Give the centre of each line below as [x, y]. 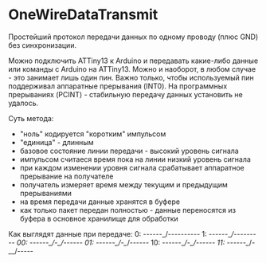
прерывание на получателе [66, 176]
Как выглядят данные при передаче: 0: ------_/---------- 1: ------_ [120, 234]
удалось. [23, 103]
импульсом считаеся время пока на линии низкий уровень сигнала [135, 159]
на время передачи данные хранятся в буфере [100, 202]
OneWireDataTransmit [83, 15]
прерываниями [45, 193]
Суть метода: [31, 118]
